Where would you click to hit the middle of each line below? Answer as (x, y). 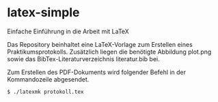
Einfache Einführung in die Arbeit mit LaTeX (68, 31)
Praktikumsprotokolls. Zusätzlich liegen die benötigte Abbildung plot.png (109, 52)
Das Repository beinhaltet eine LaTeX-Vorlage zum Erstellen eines (100, 44)
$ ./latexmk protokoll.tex (45, 92)
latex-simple (43, 13)
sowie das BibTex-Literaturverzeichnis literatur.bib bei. (84, 58)
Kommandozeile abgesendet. (48, 79)
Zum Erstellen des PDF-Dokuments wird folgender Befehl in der (97, 72)
